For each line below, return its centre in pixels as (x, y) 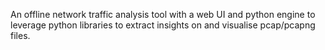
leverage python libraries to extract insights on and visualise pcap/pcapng (163, 25)
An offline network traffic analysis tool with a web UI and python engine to (163, 14)
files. (20, 35)
